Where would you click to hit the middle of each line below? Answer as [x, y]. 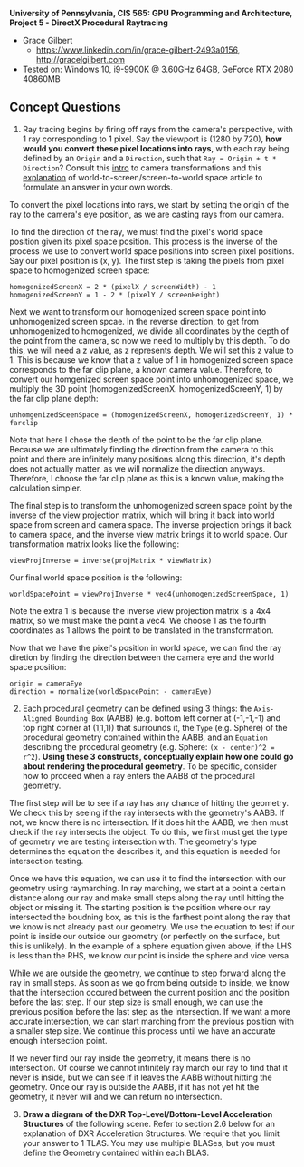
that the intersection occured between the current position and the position [149, 992]
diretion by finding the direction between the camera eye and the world [142, 657]
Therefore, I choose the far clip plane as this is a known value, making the [147, 478]
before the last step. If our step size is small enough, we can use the [137, 1002]
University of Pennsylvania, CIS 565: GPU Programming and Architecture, [151, 13]
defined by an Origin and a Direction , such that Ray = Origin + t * [149, 158]
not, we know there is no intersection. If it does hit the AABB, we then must [149, 822]
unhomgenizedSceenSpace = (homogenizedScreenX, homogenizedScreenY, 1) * [152, 415]
